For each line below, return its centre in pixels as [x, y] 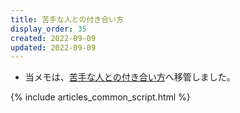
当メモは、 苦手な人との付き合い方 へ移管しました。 [130, 77]
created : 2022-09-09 [53, 38]
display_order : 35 [48, 29]
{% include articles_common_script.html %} [100, 97]
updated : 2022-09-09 [53, 47]
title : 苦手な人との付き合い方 [67, 19]
